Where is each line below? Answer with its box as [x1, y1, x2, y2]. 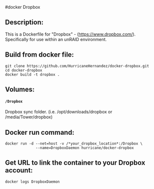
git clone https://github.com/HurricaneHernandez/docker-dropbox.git [5, 63, 150, 68]
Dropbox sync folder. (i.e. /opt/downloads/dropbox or [5, 109, 113, 115]
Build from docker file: [5, 51, 74, 59]
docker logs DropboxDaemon [5, 179, 60, 184]
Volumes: [5, 85, 35, 94]
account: [5, 166, 33, 175]
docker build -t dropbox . [5, 72, 60, 77]
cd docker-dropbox [5, 68, 42, 73]
